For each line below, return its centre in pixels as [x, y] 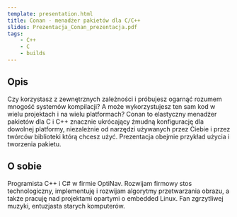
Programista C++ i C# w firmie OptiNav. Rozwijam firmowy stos [100, 183]
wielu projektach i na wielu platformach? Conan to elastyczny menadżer [112, 114]
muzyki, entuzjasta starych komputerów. [66, 206]
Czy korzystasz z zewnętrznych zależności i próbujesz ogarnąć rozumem [115, 99]
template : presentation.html [50, 14]
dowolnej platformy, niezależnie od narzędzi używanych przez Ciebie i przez [119, 129]
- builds [33, 54]
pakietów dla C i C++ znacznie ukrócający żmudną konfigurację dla [105, 122]
